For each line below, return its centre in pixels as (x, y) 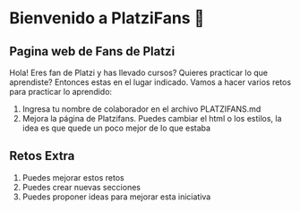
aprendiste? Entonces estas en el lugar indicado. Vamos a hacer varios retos (150, 82)
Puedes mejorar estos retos (73, 177)
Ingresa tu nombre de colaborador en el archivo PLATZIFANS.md (141, 109)
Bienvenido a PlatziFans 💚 (107, 18)
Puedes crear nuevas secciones (81, 187)
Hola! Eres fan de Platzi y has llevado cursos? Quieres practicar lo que (139, 72)
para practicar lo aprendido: (61, 92)
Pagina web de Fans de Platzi (92, 51)
